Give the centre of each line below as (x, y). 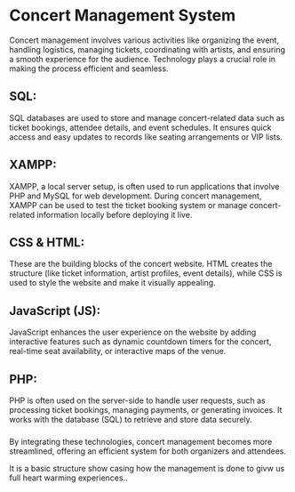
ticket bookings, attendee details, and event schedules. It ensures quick (140, 127)
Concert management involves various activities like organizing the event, (144, 40)
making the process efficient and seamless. (89, 69)
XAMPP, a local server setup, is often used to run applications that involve (144, 186)
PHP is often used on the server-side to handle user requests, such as (137, 400)
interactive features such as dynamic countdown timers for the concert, (140, 342)
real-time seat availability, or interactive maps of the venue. (118, 351)
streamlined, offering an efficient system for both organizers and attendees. (148, 451)
